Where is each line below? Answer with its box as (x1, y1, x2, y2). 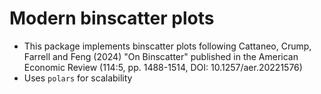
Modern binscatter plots (9, 7, 215, 30)
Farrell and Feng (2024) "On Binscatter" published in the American (23, 50, 299, 62)
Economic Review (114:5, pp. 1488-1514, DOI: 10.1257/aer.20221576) (23, 61, 303, 73)
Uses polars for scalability (23, 72, 133, 84)
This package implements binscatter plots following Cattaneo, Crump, (23, 40, 312, 52)
